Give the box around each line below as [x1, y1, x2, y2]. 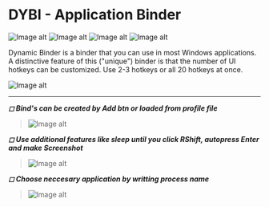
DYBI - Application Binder [8, 6, 182, 24]
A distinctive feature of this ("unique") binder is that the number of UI [8, 56, 236, 66]
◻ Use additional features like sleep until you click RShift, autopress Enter [8, 134, 259, 144]
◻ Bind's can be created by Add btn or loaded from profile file [8, 103, 218, 113]
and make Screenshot [8, 143, 83, 152]
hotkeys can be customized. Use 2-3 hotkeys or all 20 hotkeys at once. [8, 64, 243, 74]
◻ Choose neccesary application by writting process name [8, 174, 210, 184]
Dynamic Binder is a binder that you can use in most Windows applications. [8, 47, 257, 57]
